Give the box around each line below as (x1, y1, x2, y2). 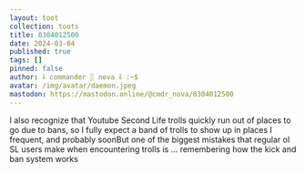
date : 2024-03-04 (9, 38, 76, 48)
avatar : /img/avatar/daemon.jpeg (9, 81, 137, 90)
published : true (9, 47, 71, 56)
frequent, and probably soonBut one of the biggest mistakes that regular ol (9, 134, 290, 145)
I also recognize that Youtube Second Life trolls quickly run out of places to (9, 115, 291, 126)
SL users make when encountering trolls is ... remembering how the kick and (9, 143, 297, 155)
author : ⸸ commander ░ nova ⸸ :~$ (9, 73, 138, 82)
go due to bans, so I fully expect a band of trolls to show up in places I (9, 124, 273, 135)
